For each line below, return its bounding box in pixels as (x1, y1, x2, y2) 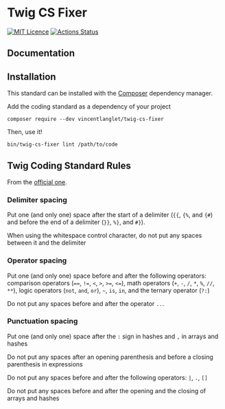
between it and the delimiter (7, 239, 86, 247)
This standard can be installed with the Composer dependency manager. (7, 89, 213, 98)
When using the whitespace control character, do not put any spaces (7, 232, 202, 240)
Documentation (7, 47, 75, 59)
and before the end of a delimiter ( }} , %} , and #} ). (7, 218, 145, 226)
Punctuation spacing (7, 316, 78, 326)
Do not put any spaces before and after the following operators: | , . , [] (7, 373, 208, 382)
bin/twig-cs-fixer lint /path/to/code (7, 141, 118, 148)
